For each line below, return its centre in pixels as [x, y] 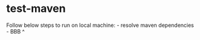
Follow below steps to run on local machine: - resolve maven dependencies [100, 25]
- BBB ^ [16, 31]
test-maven [36, 9]
